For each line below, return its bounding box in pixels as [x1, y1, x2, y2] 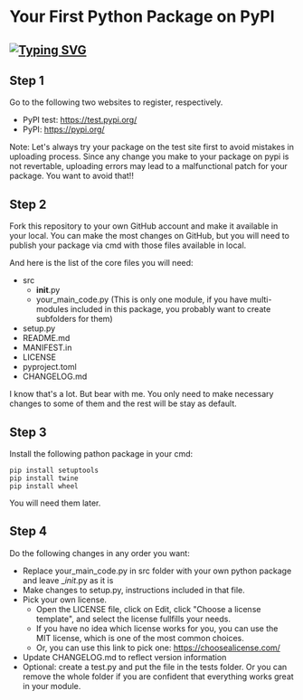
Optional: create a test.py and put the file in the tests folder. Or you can [22, 661, 288, 672]
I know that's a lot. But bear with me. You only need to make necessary [9, 389, 274, 400]
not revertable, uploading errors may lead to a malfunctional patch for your [9, 161, 288, 172]
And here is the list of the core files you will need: [9, 258, 194, 269]
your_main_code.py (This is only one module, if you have [35, 294, 249, 305]
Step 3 [9, 424, 47, 440]
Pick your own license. [22, 594, 107, 605]
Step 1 [9, 72, 45, 88]
